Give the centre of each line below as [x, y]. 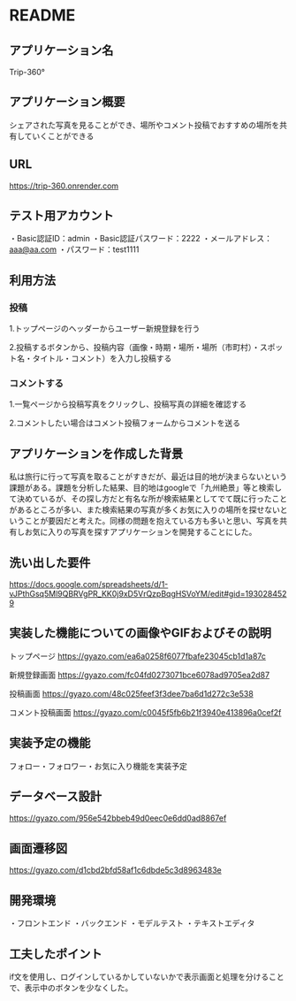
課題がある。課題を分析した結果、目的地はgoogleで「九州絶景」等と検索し [146, 488]
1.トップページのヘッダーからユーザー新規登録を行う [105, 329]
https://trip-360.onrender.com [64, 186]
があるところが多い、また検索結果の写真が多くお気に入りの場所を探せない [144, 510]
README [42, 15]
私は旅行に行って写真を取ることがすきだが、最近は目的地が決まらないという [148, 477]
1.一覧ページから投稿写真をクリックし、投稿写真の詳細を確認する [128, 404]
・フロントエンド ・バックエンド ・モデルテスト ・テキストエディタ [132, 923]
